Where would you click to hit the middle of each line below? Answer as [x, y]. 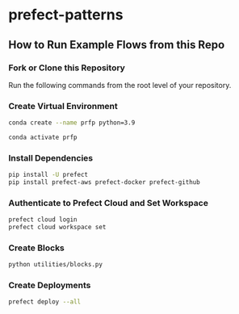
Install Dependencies [51, 157]
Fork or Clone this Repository [67, 68]
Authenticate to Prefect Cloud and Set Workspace [108, 203]
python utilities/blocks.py [56, 265]
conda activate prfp [43, 138]
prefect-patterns [66, 15]
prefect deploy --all [45, 302]
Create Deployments [50, 286]
